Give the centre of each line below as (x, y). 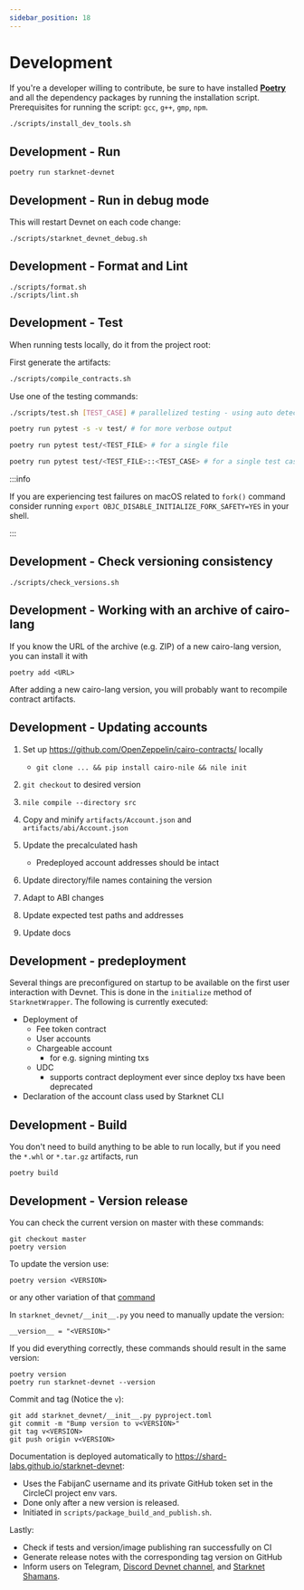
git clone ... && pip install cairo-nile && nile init (141, 767)
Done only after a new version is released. (101, 1502)
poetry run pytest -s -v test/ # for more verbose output (121, 429)
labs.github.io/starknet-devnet (66, 1465)
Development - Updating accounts (109, 728)
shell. (19, 516)
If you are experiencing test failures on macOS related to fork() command (147, 497)
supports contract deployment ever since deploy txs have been (167, 1078)
